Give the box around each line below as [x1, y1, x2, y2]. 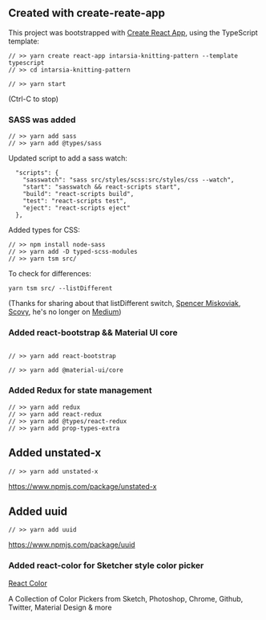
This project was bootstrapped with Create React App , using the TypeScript [8, 27, 258, 37]
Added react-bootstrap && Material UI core [8, 327, 178, 338]
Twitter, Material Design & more [8, 602, 112, 612]
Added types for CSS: [8, 225, 80, 235]
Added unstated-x [8, 446, 102, 460]
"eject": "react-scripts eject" [22, 204, 131, 212]
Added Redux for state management [8, 385, 152, 396]
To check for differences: [8, 269, 92, 279]
